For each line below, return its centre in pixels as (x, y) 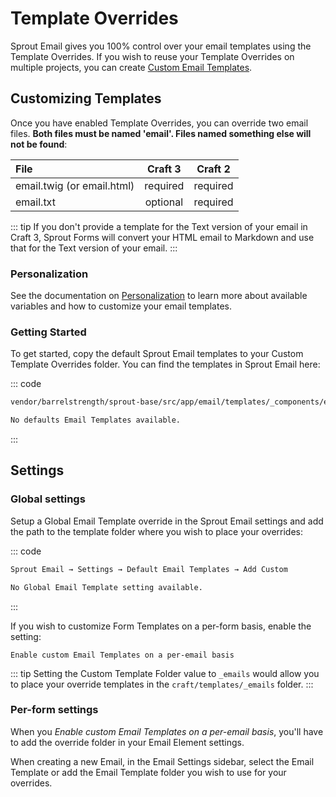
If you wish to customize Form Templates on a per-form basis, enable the (161, 626)
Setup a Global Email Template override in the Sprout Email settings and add (167, 521)
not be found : (39, 144)
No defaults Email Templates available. (96, 420)
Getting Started (48, 332)
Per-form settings (54, 710)
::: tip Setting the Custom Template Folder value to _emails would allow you (165, 673)
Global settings (48, 499)
